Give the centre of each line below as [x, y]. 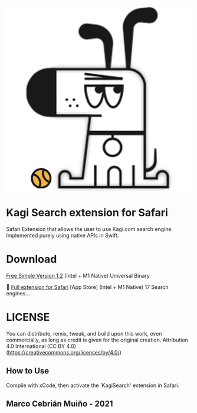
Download [32, 259]
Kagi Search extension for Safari [87, 213]
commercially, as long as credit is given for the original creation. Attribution [97, 340]
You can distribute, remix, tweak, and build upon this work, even [84, 333]
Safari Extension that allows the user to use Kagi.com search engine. [89, 229]
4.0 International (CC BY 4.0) [41, 346]
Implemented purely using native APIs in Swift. [63, 235]
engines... [18, 293]
